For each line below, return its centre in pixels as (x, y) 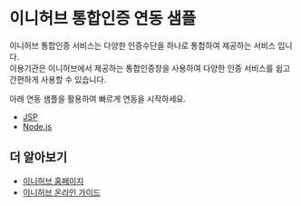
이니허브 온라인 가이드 (62, 192)
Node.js (37, 126)
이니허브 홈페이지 (53, 181)
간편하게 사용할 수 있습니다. (58, 79)
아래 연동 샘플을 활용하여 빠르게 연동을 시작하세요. (98, 98)
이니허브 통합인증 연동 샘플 (103, 19)
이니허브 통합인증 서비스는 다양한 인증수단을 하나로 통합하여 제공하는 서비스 (143, 45)
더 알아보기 (39, 157)
